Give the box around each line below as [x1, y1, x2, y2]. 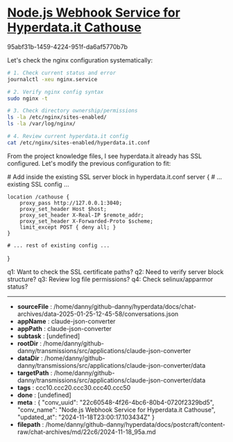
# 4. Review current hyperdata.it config [7, 133, 129, 140]
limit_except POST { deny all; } [19, 223, 116, 230]
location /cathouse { [7, 193, 70, 201]
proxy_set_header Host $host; [19, 205, 107, 212]
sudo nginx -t [7, 95, 49, 102]
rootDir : [17, 339, 42, 348]
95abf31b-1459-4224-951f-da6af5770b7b [7, 42, 128, 51]
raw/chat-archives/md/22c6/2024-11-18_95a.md [17, 427, 156, 436]
